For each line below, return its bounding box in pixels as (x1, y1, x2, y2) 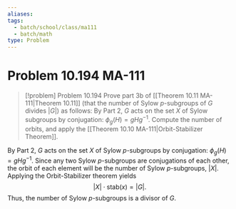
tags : (7, 17, 24, 24)
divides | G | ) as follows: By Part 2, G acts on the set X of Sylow (24, 106, 208, 115)
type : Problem (7, 37, 50, 44)
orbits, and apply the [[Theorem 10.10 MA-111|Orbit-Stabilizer (24, 124, 203, 133)
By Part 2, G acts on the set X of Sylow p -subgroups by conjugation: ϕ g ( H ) (7, 146, 227, 156)
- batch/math (14, 30, 53, 38)
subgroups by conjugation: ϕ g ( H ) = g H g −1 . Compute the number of (24, 114, 222, 126)
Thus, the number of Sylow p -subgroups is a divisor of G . (7, 193, 177, 202)
